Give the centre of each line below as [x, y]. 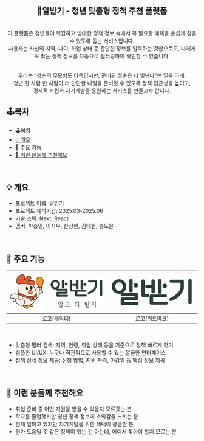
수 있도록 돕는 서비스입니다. [102, 41]
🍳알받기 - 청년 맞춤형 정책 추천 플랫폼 [102, 11]
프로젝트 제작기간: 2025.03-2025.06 [59, 211]
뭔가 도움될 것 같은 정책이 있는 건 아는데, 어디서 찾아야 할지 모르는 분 [96, 431]
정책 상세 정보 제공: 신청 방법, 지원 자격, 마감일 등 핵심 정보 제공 [90, 360]
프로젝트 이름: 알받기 [39, 203]
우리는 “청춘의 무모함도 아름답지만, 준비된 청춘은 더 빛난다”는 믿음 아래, [102, 75]
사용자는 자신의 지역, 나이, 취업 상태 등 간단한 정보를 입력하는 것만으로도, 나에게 [102, 48]
